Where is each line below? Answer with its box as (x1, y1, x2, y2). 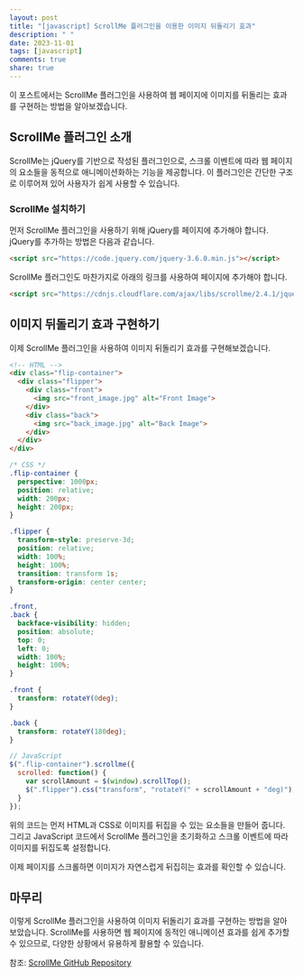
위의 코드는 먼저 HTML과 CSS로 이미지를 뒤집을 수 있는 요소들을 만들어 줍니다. (9, 819, 286, 830)
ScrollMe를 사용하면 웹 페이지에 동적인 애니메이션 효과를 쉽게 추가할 (50, 926, 290, 938)
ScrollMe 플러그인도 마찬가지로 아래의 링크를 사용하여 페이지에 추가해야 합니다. (9, 272, 288, 282)
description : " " (9, 30, 75, 39)
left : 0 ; (17, 644, 50, 653)
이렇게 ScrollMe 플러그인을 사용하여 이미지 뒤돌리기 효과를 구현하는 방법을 (9, 916, 271, 926)
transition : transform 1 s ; (17, 569, 119, 578)
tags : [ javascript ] (9, 47, 83, 56)
